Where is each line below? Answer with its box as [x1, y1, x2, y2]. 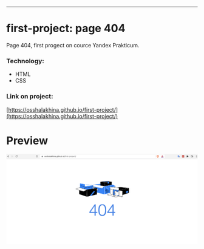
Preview [6, 134, 49, 148]
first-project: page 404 [6, 22, 126, 35]
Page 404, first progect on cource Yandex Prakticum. [6, 41, 140, 49]
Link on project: [6, 92, 53, 101]
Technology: [6, 56, 44, 65]
